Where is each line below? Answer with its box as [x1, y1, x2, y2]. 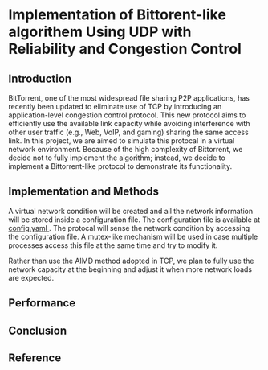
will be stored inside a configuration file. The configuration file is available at [8, 215, 261, 224]
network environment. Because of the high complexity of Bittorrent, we [8, 145, 243, 154]
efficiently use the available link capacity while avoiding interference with [8, 119, 250, 128]
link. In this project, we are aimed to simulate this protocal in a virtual [8, 136, 235, 146]
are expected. [8, 273, 55, 282]
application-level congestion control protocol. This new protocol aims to [8, 110, 246, 120]
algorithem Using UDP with [8, 23, 192, 41]
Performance [8, 296, 76, 310]
